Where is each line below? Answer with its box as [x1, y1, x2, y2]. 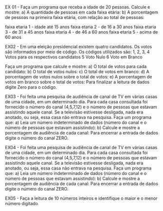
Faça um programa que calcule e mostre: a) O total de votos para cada [5, 63, 147, 69]
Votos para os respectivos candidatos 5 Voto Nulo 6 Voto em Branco [5, 54, 143, 60]
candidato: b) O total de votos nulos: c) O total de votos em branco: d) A [5, 69, 149, 75]
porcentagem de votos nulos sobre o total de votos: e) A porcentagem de [5, 74, 152, 79]
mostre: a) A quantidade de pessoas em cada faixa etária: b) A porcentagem [5, 9, 158, 15]
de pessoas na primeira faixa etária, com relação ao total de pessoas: [5, 15, 145, 20]
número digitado [5, 201, 38, 206]
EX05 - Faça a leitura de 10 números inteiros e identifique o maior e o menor [5, 195, 158, 201]
